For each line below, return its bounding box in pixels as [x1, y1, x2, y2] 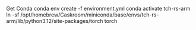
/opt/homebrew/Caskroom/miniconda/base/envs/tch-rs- [20, 11, 159, 18]
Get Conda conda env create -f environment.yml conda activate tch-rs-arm [6, 5, 191, 12]
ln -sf [6, 11, 20, 18]
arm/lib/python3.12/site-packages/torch [6, 18, 103, 24]
